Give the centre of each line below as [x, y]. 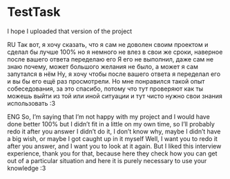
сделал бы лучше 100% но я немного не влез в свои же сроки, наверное [115, 52]
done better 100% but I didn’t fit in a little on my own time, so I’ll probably [111, 124]
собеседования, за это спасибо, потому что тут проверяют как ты [105, 88]
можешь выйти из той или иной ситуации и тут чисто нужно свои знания [115, 96]
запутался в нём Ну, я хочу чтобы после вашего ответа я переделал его [114, 74]
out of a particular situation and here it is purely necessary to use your [107, 160]
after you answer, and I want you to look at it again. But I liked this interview [114, 146]
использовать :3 [31, 103]
